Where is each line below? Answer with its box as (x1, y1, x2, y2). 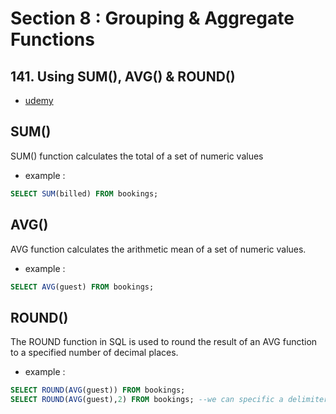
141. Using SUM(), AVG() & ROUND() (10, 68, 236, 85)
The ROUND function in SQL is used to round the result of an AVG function (10, 336, 318, 348)
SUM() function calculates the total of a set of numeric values (10, 150, 264, 162)
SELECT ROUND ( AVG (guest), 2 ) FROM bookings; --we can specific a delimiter (10, 395, 329, 405)
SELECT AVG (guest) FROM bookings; (10, 282, 155, 292)
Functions (10, 28, 95, 51)
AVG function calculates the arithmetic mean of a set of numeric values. (10, 243, 307, 255)
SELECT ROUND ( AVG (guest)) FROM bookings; (10, 385, 186, 396)
